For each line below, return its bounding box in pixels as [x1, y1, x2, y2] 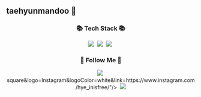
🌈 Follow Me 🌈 [80, 56, 122, 64]
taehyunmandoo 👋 [6, 6, 77, 16]
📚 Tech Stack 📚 [76, 25, 126, 33]
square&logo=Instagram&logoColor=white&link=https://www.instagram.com [7, 76, 195, 84]
